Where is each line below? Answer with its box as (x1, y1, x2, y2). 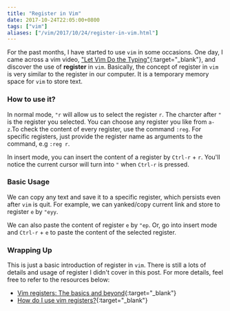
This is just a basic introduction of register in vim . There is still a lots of (7, 261, 207, 269)
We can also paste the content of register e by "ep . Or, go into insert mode (7, 221, 218, 229)
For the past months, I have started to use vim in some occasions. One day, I (7, 48, 223, 56)
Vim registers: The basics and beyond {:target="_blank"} (17, 289, 177, 297)
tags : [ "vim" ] (7, 23, 48, 30)
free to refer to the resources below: (7, 276, 110, 284)
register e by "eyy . (7, 207, 59, 215)
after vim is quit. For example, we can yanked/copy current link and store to (7, 200, 220, 208)
